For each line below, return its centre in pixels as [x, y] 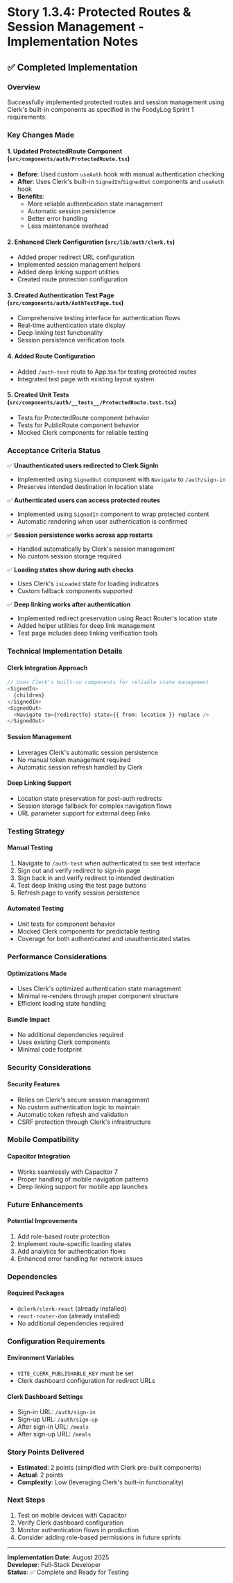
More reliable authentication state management [95, 204]
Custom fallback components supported [75, 591]
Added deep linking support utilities [68, 272]
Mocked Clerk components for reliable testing [83, 432]
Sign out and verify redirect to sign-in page [79, 870]
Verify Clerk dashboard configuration [70, 1523]
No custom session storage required [69, 556]
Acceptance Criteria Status [54, 450]
